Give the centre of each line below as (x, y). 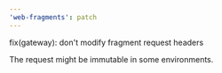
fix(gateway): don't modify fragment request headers (107, 42)
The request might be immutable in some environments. (111, 59)
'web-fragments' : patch (53, 17)
